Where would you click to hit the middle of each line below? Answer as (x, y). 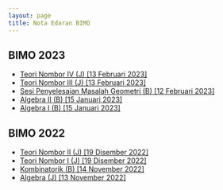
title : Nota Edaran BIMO (49, 23)
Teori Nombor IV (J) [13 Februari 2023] (83, 74)
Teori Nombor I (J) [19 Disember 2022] (83, 161)
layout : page (30, 16)
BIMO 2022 (37, 133)
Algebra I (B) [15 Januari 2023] (70, 108)
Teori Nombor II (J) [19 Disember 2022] (84, 153)
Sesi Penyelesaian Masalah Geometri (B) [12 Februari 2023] (117, 91)
